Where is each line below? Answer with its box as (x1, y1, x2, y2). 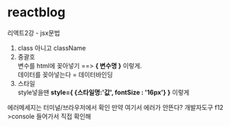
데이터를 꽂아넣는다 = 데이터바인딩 (17, 70, 113, 79)
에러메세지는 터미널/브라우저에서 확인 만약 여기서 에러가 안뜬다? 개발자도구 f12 (7, 103, 224, 111)
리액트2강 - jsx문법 (7, 28, 60, 37)
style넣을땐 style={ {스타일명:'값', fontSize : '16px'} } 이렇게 (17, 88, 190, 96)
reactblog (7, 4, 66, 21)
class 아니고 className (17, 43, 86, 52)
